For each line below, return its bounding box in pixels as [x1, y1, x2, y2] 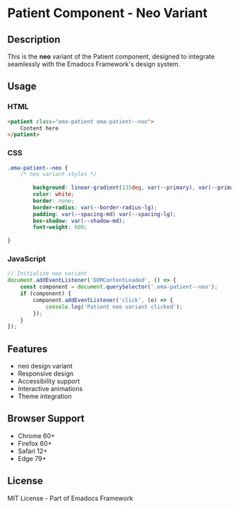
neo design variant [17, 362, 73, 370]
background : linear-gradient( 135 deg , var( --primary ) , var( [33, 184, 212, 192]
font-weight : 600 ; [33, 224, 87, 231]
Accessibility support [17, 377, 80, 385]
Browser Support [7, 413, 85, 425]
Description [7, 33, 60, 46]
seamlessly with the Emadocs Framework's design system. [7, 60, 181, 68]
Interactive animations [17, 385, 83, 393]
